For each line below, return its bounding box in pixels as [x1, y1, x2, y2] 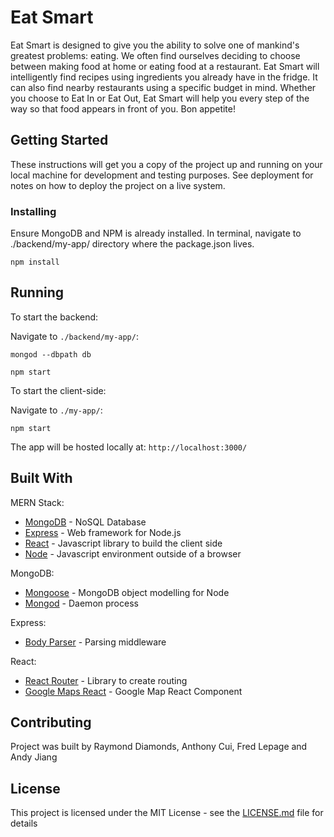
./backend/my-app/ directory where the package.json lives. [10, 238, 255, 250]
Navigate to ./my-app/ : [10, 404, 103, 416]
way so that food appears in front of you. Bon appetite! [10, 102, 237, 115]
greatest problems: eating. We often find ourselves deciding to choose [10, 49, 301, 61]
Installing [10, 204, 57, 218]
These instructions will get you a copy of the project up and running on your [10, 158, 323, 170]
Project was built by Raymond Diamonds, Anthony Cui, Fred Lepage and [10, 741, 308, 753]
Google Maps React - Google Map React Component [24, 685, 243, 697]
